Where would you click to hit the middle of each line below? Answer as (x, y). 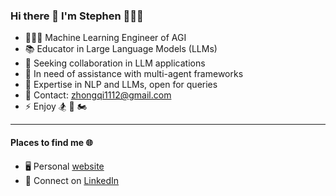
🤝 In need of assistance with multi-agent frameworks (134, 74)
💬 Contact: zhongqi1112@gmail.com (98, 95)
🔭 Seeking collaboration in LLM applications (115, 63)
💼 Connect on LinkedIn (72, 180)
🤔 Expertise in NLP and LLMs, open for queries (121, 85)
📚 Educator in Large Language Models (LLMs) (121, 49)
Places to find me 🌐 (51, 142)
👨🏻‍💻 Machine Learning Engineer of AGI (105, 38)
